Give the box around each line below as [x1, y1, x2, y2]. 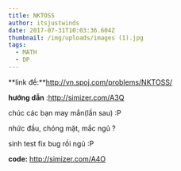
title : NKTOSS [8, 11, 56, 20]
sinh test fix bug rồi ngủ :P [8, 139, 94, 148]
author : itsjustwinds [8, 19, 80, 27]
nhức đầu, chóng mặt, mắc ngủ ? [8, 123, 117, 133]
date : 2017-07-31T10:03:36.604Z [8, 26, 115, 34]
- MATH [15, 48, 37, 56]
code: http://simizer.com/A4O [8, 154, 106, 163]
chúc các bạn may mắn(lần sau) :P [8, 108, 121, 117]
